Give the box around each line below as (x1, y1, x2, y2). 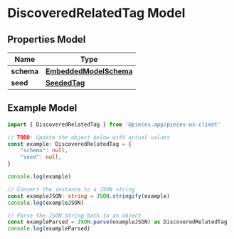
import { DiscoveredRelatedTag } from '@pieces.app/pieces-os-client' (7, 121, 221, 128)
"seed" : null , (20, 154, 62, 161)
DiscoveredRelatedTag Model (7, 5, 186, 21)
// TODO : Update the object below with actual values (7, 134, 171, 141)
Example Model (7, 102, 78, 115)
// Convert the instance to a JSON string (7, 186, 135, 193)
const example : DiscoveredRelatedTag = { (7, 140, 132, 147)
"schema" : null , (20, 147, 69, 154)
